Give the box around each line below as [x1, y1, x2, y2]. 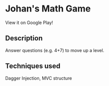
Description [5, 34, 43, 42]
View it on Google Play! [5, 19, 54, 25]
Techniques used [5, 62, 61, 70]
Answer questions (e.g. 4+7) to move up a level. [5, 47, 104, 53]
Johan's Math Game [5, 3, 91, 14]
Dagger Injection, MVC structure [5, 75, 72, 81]
